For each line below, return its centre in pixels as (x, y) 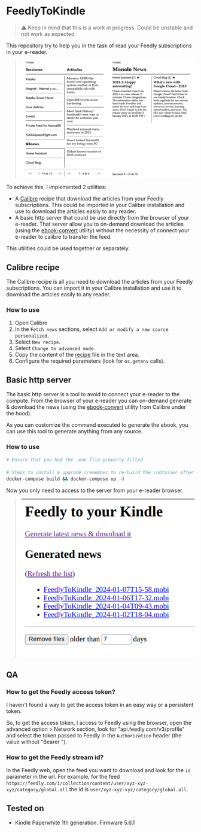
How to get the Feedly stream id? (55, 757)
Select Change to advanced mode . (55, 348)
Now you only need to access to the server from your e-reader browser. (95, 490)
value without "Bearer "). (37, 742)
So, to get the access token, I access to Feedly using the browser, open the (99, 722)
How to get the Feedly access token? (61, 691)
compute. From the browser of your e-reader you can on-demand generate (99, 401)
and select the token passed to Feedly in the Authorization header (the (94, 735)
